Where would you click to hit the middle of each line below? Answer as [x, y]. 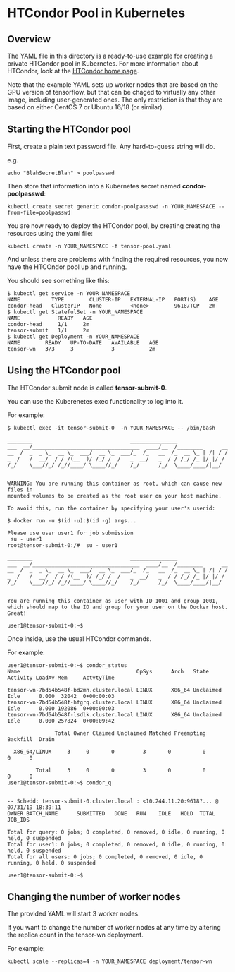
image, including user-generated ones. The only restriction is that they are [115, 100]
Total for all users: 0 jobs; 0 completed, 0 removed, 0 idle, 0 [105, 857]
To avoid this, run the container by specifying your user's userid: [112, 508]
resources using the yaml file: [50, 233]
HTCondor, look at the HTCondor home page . [73, 71]
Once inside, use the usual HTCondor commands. [80, 638]
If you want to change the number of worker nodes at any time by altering [114, 928]
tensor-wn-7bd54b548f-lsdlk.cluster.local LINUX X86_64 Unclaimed [114, 714]
